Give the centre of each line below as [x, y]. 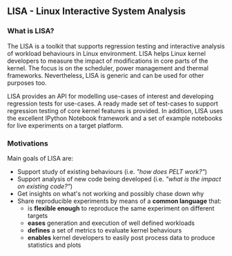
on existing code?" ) [45, 186]
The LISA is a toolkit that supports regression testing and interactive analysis [116, 46]
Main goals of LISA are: [40, 158]
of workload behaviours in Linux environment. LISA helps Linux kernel [106, 53]
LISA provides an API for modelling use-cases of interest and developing [110, 96]
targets [38, 215]
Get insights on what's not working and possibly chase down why [110, 193]
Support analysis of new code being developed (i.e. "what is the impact [119, 179]
